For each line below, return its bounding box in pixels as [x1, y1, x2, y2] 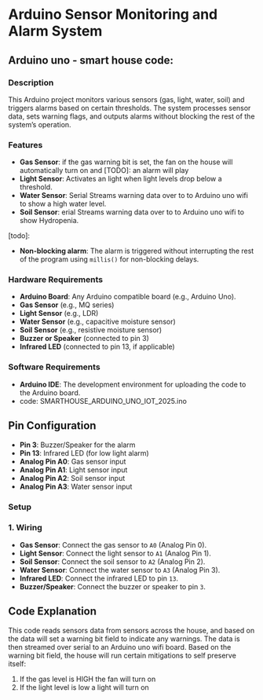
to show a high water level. [19, 199, 107, 209]
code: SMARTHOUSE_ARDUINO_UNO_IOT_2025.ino [19, 396, 187, 405]
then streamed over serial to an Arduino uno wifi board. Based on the [8, 642, 232, 651]
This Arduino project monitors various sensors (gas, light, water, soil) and [8, 94, 245, 104]
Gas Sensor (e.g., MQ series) [19, 300, 115, 310]
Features [8, 139, 43, 150]
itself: [8, 658, 26, 669]
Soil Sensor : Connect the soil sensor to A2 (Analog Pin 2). [19, 556, 206, 566]
